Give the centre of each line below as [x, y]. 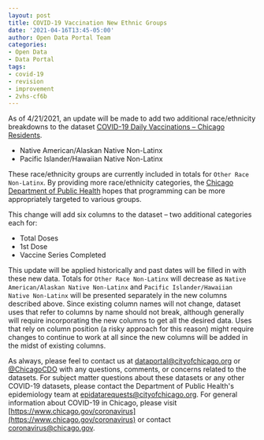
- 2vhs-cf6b [28, 96]
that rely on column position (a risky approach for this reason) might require [131, 329]
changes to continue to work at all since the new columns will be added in [128, 337]
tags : [17, 67]
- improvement [32, 89]
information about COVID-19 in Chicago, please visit [93, 403]
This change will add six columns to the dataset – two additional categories [130, 214]
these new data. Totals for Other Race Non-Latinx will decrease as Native [127, 279]
